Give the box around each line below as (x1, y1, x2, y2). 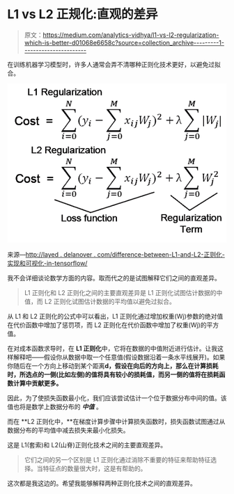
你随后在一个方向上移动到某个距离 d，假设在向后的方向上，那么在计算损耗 (7, 362, 219, 370)
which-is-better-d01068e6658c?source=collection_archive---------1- (24, 38, 225, 47)
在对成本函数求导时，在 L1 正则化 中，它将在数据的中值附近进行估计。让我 (7, 344, 218, 353)
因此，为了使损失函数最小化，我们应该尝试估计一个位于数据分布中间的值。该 (7, 394, 227, 402)
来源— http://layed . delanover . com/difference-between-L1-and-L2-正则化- (7, 250, 225, 259)
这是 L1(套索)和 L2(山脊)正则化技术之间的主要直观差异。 (7, 441, 167, 449)
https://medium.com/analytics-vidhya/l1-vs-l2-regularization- (42, 31, 219, 39)
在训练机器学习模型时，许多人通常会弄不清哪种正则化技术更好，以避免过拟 (7, 60, 221, 68)
